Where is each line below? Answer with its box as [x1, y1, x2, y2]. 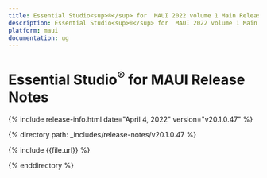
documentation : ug [8, 33, 69, 42]
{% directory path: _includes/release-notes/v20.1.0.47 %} [8, 130, 197, 139]
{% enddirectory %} [8, 161, 74, 170]
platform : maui [8, 26, 59, 34]
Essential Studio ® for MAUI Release [8, 68, 246, 89]
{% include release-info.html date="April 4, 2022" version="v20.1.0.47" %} [8, 114, 253, 124]
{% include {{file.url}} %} [8, 145, 91, 155]
